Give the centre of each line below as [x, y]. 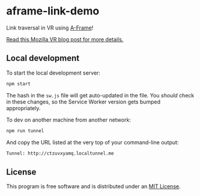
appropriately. [23, 108]
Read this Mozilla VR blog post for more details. [65, 39]
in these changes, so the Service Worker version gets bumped [83, 102]
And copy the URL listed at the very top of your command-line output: [92, 142]
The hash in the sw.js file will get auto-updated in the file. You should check [100, 95]
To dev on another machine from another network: [68, 120]
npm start [19, 84]
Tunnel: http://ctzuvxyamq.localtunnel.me [60, 153]
